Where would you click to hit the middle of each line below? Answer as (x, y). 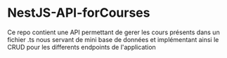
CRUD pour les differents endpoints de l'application (82, 47)
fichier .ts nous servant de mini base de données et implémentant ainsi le (113, 39)
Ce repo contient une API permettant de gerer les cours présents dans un (113, 32)
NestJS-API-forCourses (79, 13)
